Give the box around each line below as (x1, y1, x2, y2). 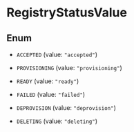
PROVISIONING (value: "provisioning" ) (16, 64, 122, 71)
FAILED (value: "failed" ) (16, 91, 86, 98)
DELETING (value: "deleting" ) (16, 117, 98, 125)
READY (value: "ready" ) (16, 77, 79, 85)
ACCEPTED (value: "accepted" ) (16, 50, 98, 58)
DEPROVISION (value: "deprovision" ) (16, 104, 117, 111)
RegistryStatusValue (6, 5, 127, 21)
